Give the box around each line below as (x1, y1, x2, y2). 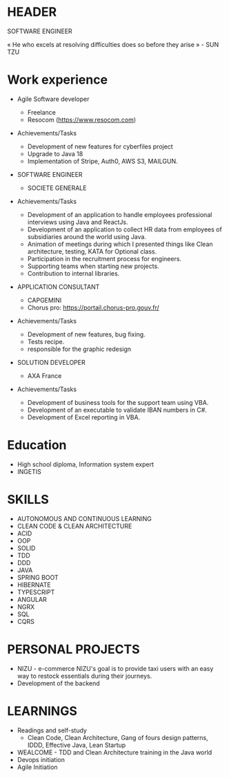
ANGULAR (17, 595, 47, 603)
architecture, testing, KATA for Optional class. (27, 247, 157, 256)
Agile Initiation (17, 763, 58, 771)
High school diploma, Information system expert (17, 460, 154, 468)
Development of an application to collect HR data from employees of (27, 225, 222, 234)
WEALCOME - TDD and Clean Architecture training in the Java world (17, 748, 212, 757)
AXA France (27, 371, 62, 380)
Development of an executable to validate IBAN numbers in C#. (27, 406, 207, 414)
